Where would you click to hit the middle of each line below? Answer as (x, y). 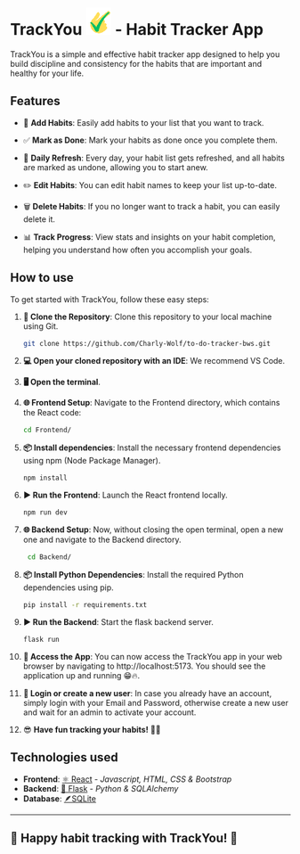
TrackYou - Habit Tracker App (137, 30)
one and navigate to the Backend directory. (102, 540)
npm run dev (45, 513)
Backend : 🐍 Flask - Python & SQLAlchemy (101, 788)
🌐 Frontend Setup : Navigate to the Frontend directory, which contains (151, 403)
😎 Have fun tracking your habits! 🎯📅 (92, 729)
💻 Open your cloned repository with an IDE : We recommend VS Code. (154, 361)
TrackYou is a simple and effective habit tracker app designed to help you (145, 54)
